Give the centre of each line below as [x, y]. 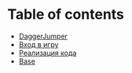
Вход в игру [38, 44]
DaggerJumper [43, 36]
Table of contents [66, 15]
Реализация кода [48, 53]
